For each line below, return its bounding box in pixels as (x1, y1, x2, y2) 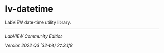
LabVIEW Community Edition (5, 33, 63, 39)
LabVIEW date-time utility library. (5, 19, 71, 25)
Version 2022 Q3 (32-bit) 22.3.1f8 (5, 42, 73, 48)
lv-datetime (5, 3, 54, 14)
